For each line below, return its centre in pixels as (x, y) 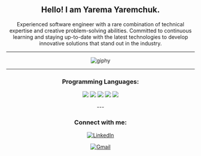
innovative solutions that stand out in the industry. (100, 43)
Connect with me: (100, 123)
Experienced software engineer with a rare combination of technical (100, 24)
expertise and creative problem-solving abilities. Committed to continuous (100, 30)
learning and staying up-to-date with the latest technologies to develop (100, 37)
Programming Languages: (100, 81)
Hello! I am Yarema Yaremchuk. (100, 10)
